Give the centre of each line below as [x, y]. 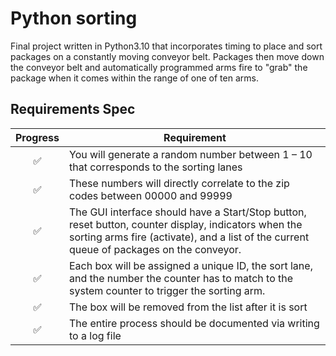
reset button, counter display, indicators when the [186, 224]
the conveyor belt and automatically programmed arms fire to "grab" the [159, 67]
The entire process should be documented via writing [194, 323]
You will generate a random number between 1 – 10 [191, 154]
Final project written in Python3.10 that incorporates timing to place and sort [166, 46]
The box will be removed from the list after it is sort [188, 307]
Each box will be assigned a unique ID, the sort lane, [191, 265]
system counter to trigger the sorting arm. [167, 290]
